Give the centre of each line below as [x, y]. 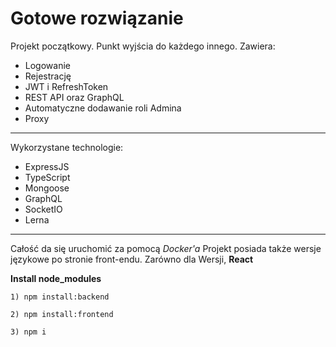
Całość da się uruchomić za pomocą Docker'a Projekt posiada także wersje [166, 248]
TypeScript [47, 177]
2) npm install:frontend [62, 314]
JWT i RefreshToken [66, 86]
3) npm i [28, 332]
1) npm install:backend [60, 297]
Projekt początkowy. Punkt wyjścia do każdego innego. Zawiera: [143, 46]
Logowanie [47, 65]
